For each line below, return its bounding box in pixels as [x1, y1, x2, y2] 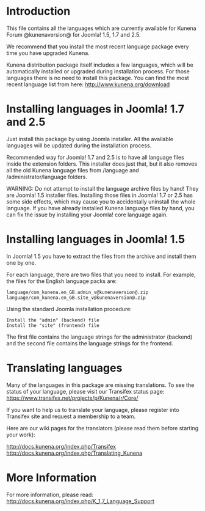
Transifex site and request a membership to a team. [6, 413, 136, 420]
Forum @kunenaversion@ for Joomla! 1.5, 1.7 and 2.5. [6, 31, 142, 38]
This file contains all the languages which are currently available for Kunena [6, 24, 196, 32]
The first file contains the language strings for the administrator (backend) [6, 333, 193, 340]
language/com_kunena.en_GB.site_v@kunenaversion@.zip [6, 295, 146, 301]
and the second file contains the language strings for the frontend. [6, 339, 174, 347]
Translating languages [6, 361, 123, 375]
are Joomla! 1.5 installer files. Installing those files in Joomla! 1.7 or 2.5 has [6, 191, 193, 199]
